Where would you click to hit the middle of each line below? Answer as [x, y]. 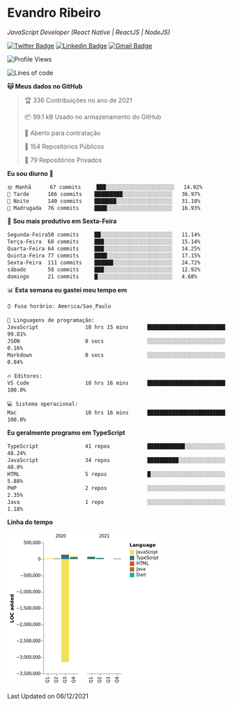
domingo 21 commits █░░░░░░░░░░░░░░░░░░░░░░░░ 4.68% [102, 276]
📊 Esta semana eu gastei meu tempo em [67, 290]
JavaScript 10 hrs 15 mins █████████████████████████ [116, 327]
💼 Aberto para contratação [62, 133]
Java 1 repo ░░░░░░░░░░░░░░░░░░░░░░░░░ [116, 502]
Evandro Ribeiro [54, 13]
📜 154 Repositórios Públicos [64, 146]
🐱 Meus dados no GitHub [45, 86]
